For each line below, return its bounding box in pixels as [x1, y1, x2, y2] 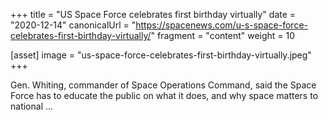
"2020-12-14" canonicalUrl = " [10, 19, 137, 31]
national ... [10, 100, 54, 112]
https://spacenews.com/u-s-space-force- [135, 19, 309, 31]
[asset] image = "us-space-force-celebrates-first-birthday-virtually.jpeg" [10, 49, 312, 61]
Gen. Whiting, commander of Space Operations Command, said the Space [10, 79, 317, 91]
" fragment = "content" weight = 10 [150, 30, 296, 41]
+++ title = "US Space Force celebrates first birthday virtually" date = [10, 9, 297, 20]
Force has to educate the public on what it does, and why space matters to [10, 90, 319, 101]
